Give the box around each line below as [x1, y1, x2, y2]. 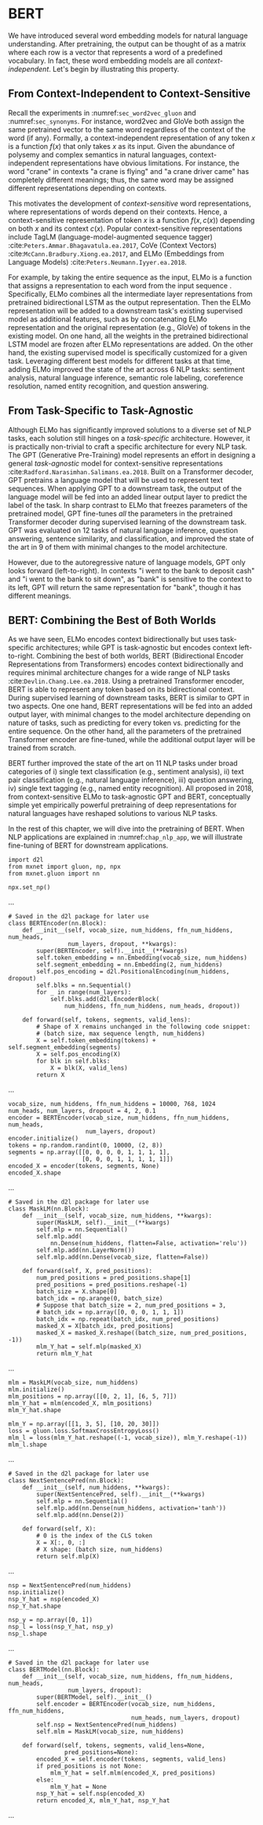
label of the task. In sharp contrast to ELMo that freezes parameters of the [8, 500, 248, 510]
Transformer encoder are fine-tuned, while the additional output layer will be [8, 735, 256, 744]
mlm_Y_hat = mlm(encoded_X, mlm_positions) [8, 1400, 153, 1408]
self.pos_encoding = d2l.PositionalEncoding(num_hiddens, [36, 968, 230, 976]
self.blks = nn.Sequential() [36, 981, 132, 989]
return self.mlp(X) [36, 1552, 100, 1560]
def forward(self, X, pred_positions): [22, 1267, 153, 1275]
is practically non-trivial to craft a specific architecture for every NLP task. [8, 442, 247, 451]
